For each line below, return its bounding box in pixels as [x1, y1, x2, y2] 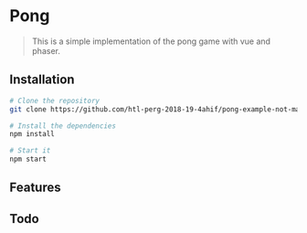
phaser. [31, 45, 61, 56]
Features [9, 180, 61, 196]
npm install [9, 130, 55, 139]
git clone [9, 104, 48, 114]
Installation [9, 72, 75, 88]
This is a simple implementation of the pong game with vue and [31, 36, 271, 47]
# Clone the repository [9, 96, 101, 105]
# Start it [9, 146, 51, 155]
